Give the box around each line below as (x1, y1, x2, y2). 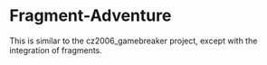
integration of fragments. (9, 44, 102, 55)
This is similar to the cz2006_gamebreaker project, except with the (9, 35, 258, 46)
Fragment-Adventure (9, 5, 172, 26)
